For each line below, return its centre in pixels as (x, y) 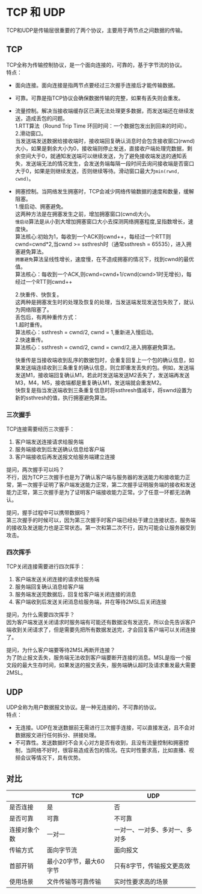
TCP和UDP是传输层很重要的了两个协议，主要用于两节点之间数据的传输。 (96, 30)
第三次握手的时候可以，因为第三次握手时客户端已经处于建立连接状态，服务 (98, 520)
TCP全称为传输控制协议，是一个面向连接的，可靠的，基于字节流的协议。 (96, 64)
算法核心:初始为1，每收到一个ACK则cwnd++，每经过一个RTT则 (93, 236)
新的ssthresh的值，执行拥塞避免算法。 (63, 398)
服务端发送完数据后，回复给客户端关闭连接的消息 (75, 595)
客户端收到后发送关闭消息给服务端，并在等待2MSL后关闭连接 (90, 602)
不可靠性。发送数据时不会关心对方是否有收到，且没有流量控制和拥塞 (99, 743)
